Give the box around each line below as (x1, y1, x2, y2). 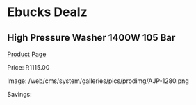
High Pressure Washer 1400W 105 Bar (7, 32, 176, 44)
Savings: (7, 90, 33, 98)
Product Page (7, 50, 47, 58)
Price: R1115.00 (7, 64, 50, 71)
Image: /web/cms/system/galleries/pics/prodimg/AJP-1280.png (7, 77, 189, 85)
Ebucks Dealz (7, 4, 88, 20)
